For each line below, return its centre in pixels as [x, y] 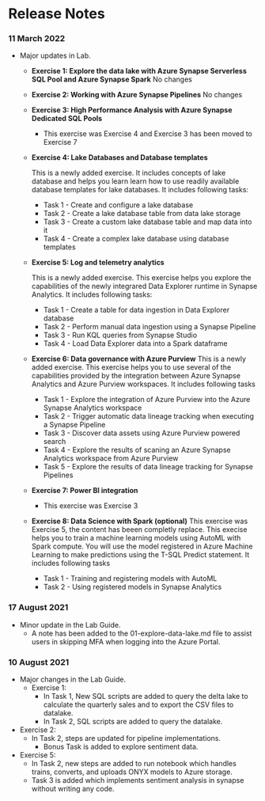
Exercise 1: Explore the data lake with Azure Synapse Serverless [139, 71]
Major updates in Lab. [55, 55]
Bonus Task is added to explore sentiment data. [121, 747]
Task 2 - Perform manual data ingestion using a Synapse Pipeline [150, 327]
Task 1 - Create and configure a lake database [118, 205]
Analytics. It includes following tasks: [92, 294]
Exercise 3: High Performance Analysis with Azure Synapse [132, 110]
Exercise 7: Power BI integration [85, 491]
